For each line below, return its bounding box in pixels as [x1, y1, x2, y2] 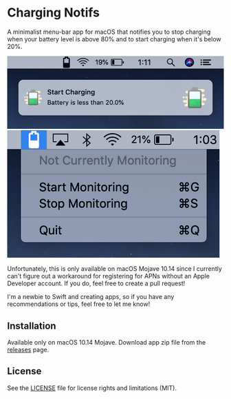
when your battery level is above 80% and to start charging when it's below [7, 34, 221, 43]
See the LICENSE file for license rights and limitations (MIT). [7, 384, 177, 392]
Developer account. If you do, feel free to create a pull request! [7, 279, 186, 287]
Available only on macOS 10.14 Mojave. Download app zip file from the [7, 338, 206, 347]
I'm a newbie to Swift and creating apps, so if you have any [7, 293, 175, 301]
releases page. [7, 346, 49, 354]
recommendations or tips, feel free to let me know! [7, 300, 151, 308]
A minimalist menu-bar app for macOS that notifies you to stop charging [7, 28, 211, 36]
